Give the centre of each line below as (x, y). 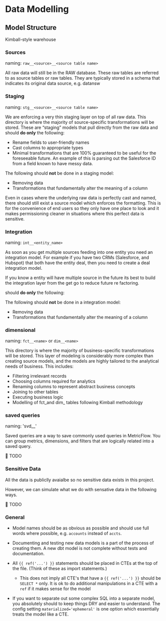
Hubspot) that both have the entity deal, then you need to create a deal (78, 263)
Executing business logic (38, 397)
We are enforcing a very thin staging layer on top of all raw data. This (76, 117)
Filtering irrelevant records (39, 376)
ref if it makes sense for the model (55, 589)
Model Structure (31, 28)
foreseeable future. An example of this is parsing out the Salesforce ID (84, 158)
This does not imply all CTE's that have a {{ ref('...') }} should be (90, 578)
